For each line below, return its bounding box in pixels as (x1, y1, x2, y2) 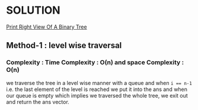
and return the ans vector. (6, 98, 69, 105)
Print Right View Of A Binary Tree (6, 23, 87, 30)
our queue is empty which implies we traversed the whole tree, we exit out (6, 92, 188, 99)
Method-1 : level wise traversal (6, 40, 122, 51)
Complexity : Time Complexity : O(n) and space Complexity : (6, 58, 184, 67)
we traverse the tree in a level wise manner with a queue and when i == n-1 (6, 79, 193, 86)
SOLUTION (6, 4, 60, 17)
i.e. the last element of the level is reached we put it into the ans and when (6, 86, 188, 93)
